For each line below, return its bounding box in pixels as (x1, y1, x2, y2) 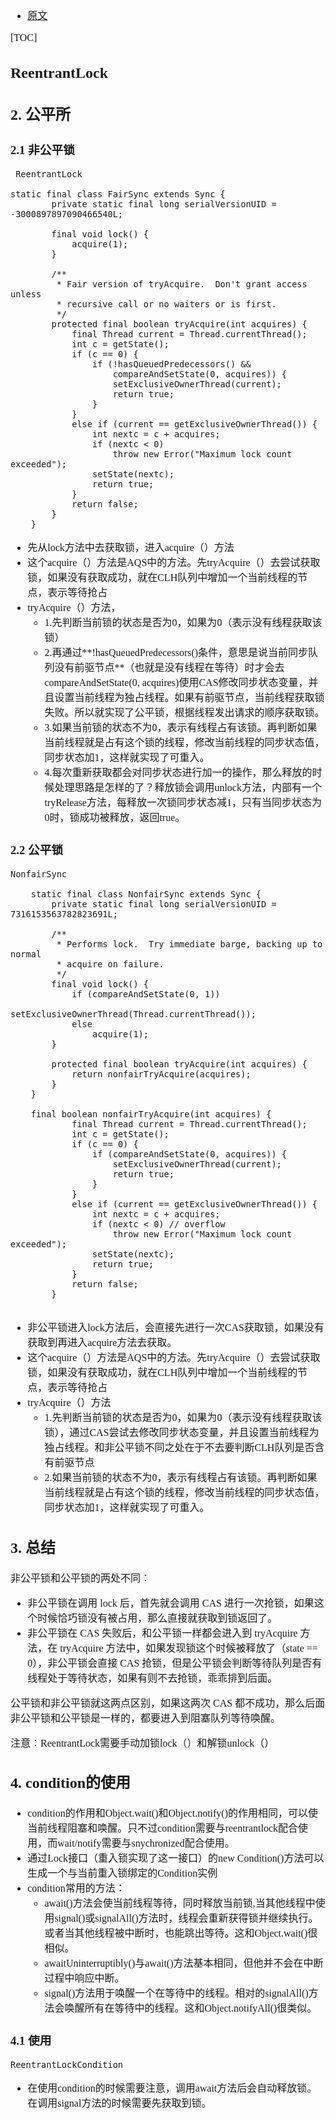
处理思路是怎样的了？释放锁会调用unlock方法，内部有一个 (54, 782, 322, 794)
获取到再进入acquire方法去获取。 (27, 1337, 178, 1349)
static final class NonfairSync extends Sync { (30, 889, 262, 900)
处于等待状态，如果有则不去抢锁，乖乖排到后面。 (47, 1672, 278, 1684)
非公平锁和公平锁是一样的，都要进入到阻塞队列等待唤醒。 (10, 1712, 282, 1724)
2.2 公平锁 (10, 843, 64, 858)
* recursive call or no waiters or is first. (56, 299, 277, 310)
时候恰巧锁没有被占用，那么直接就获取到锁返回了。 (37, 1612, 278, 1624)
